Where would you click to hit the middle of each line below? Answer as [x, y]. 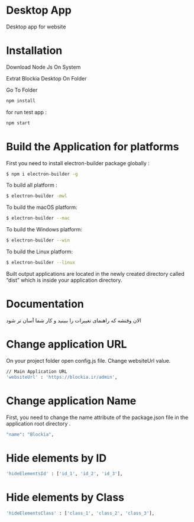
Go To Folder [22, 90]
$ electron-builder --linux [41, 263]
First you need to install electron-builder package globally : [78, 163]
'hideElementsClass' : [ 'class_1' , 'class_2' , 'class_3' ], [80, 513]
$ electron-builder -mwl [37, 196]
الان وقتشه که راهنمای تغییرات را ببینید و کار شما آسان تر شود [74, 320]
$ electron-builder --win [38, 240]
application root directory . [38, 423]
